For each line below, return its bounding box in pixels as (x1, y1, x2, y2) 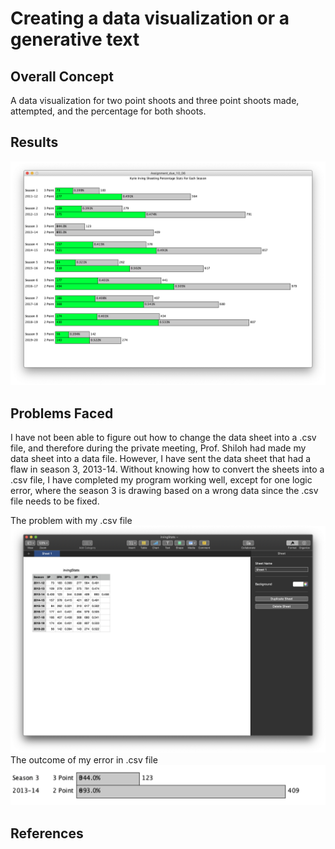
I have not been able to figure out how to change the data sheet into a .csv (10, 431, 317, 443)
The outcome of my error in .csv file (10, 754, 158, 766)
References (10, 825, 84, 842)
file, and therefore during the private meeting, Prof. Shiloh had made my (10, 442, 307, 454)
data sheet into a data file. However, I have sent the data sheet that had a (10, 452, 312, 464)
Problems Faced (10, 405, 114, 422)
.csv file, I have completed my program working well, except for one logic (10, 473, 313, 486)
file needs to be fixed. (10, 495, 100, 507)
